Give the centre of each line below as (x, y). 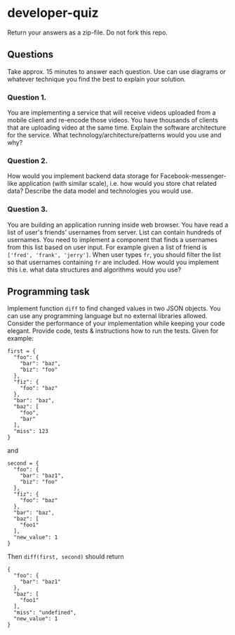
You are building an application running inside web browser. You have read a (118, 225)
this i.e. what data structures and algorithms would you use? (94, 270)
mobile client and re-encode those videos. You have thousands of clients (113, 120)
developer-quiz (53, 13)
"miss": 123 (31, 432)
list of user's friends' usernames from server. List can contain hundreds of (115, 232)
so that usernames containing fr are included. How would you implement (113, 262)
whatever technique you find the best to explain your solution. (96, 79)
